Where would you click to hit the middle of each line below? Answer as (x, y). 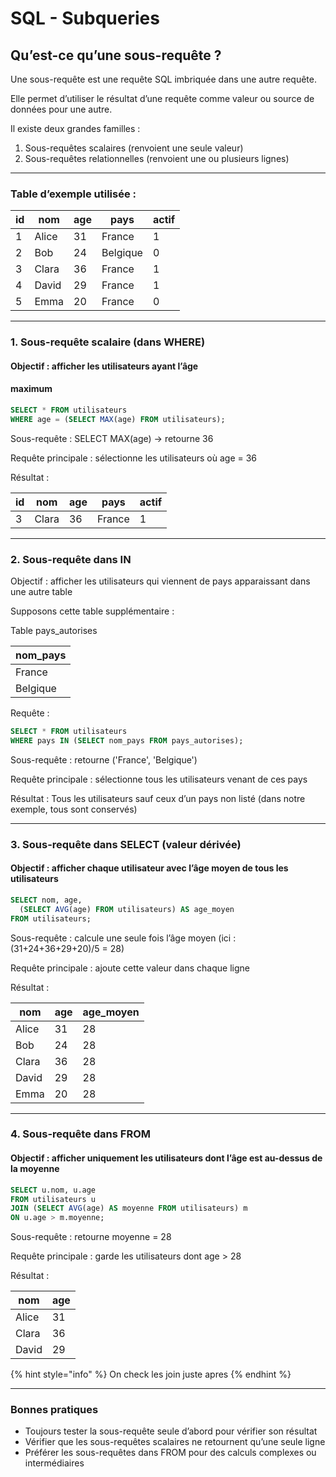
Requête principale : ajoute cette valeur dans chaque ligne (130, 968)
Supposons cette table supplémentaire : (92, 611)
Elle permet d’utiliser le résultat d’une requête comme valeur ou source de (162, 98)
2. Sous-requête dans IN (71, 559)
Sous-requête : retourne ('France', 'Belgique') (104, 759)
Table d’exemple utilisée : (73, 194)
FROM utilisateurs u (53, 1199)
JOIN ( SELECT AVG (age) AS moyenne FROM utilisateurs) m (129, 1208)
